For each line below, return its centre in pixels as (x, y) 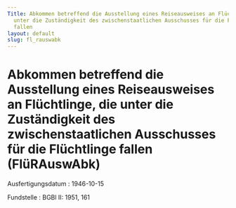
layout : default (31, 33)
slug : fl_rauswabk (34, 40)
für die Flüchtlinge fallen (80, 149)
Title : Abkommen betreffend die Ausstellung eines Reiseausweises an (111, 14)
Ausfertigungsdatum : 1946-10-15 (55, 184)
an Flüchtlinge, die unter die (91, 104)
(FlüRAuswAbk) (54, 164)
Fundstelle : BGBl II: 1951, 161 (48, 197)
